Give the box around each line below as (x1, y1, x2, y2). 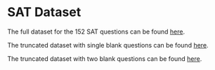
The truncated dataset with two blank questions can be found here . (7, 54, 202, 63)
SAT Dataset (7, 4, 82, 20)
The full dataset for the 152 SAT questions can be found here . (7, 27, 185, 36)
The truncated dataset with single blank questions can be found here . (7, 41, 209, 49)
